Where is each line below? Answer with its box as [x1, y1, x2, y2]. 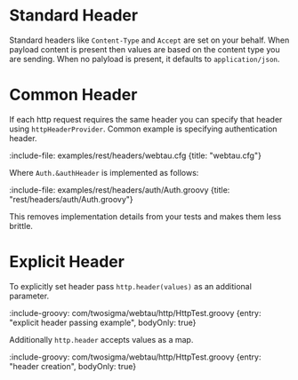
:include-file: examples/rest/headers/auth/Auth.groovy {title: [9, 184, 230, 195]
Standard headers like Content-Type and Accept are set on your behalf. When [9, 35, 290, 45]
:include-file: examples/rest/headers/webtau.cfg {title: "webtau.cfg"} [9, 150, 262, 161]
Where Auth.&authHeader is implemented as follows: [9, 167, 199, 178]
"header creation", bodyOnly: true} [9, 360, 136, 371]
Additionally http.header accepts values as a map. [9, 334, 194, 344]
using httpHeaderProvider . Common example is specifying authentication [9, 123, 278, 134]
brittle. [9, 220, 34, 231]
